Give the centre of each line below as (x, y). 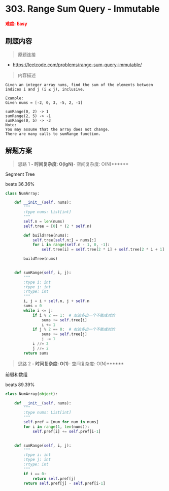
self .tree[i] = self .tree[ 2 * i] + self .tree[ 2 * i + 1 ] (103, 250)
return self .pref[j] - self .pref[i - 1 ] (64, 483)
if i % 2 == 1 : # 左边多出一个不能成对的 (74, 315)
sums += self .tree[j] (64, 334)
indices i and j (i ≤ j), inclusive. (45, 89)
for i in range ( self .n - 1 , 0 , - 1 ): (71, 245)
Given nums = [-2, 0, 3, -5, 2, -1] (44, 102)
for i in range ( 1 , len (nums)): (57, 427)
